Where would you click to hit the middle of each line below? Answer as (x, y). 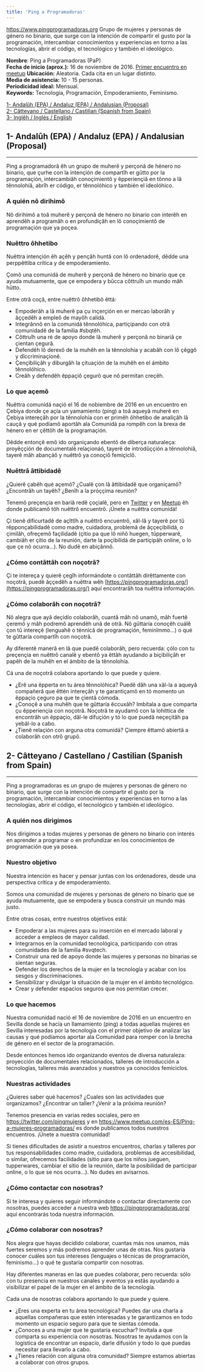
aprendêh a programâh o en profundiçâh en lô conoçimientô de (86, 221)
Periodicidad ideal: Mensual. (42, 86)
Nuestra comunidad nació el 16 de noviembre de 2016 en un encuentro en (99, 1017)
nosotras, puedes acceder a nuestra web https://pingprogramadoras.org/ (98, 1207)
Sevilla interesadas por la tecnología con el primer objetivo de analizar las (98, 1030)
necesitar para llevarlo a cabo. (53, 1349)
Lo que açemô (28, 391)
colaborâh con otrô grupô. (48, 736)
